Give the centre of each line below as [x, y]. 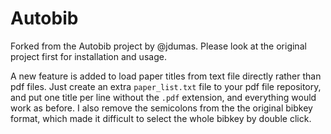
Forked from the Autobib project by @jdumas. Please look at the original [158, 46]
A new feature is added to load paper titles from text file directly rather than [166, 76]
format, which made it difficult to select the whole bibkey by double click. [161, 118]
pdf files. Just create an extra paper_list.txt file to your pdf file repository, [166, 86]
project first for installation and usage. [88, 56]
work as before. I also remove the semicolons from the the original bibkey [161, 108]
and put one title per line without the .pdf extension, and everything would [163, 97]
